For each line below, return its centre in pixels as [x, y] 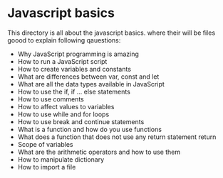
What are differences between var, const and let [88, 77]
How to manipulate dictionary [61, 159]
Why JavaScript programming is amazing [78, 54]
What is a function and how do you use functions [90, 129]
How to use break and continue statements [81, 121]
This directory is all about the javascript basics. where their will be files [111, 33]
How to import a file [47, 167]
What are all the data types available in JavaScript [91, 84]
